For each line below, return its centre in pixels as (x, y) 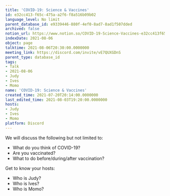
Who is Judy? (27, 178)
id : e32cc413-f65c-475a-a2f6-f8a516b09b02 (51, 15)
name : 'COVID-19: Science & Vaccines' (46, 90)
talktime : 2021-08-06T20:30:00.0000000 (47, 48)
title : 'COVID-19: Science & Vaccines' (47, 10)
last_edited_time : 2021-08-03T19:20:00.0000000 (56, 100)
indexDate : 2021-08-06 (29, 39)
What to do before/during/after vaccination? (58, 158)
